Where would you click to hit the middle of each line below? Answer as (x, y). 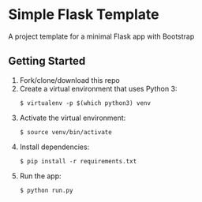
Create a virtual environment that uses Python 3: (98, 88)
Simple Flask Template (84, 15)
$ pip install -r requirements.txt (78, 161)
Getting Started (47, 61)
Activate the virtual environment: (73, 118)
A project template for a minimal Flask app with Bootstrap (101, 36)
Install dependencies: (54, 147)
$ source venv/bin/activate (65, 132)
